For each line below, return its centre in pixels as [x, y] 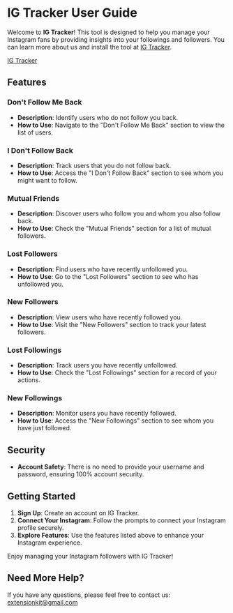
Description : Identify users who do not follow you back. [98, 117]
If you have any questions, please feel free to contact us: [89, 595]
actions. [29, 380]
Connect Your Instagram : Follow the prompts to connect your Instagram [122, 520]
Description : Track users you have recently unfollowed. [97, 365]
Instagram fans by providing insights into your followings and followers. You [116, 39]
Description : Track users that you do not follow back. [94, 165]
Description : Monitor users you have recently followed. [97, 414]
